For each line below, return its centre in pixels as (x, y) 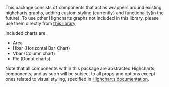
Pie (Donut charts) (32, 59)
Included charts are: (26, 33)
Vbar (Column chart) (34, 53)
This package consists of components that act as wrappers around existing (83, 7)
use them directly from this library (40, 23)
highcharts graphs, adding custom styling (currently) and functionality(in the (84, 13)
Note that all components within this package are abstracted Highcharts (80, 68)
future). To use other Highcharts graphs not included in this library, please (82, 18)
